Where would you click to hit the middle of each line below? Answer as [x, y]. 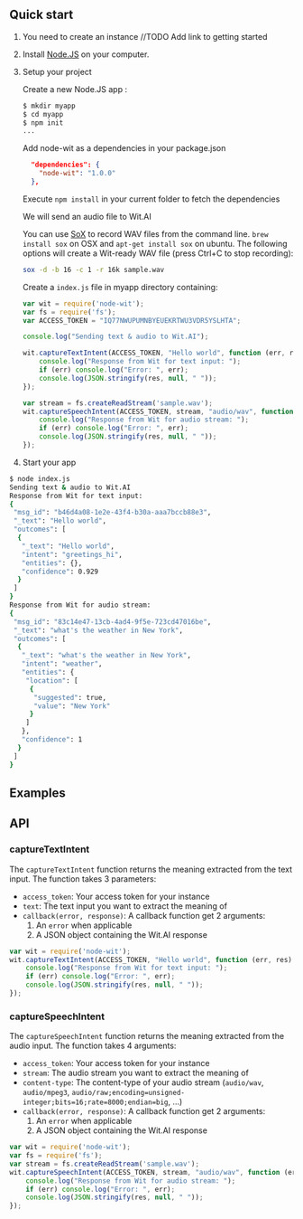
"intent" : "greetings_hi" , [72, 554]
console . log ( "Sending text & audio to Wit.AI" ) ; [115, 337]
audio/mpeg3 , [46, 1092]
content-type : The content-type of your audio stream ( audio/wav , [143, 1082]
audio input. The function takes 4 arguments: [93, 1046]
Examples [37, 793]
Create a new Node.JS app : [75, 89]
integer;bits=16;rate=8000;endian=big [95, 1102]
